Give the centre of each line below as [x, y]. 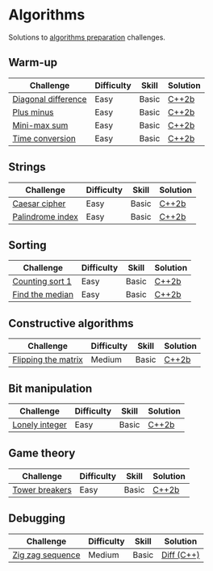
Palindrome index [46, 216]
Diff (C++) [180, 555]
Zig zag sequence [46, 555]
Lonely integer [40, 424]
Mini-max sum [40, 125]
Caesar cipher [39, 204]
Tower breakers [42, 489]
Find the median [43, 295]
